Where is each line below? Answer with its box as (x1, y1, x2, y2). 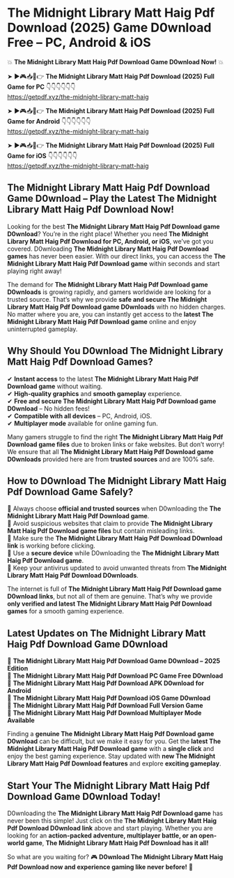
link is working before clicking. (7, 541, 95, 550)
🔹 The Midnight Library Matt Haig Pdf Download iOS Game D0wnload (7, 694, 211, 703)
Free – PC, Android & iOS (7, 35, 151, 50)
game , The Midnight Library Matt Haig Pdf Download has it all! (25, 839, 209, 847)
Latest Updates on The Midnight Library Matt (7, 627, 206, 639)
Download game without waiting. (7, 382, 103, 390)
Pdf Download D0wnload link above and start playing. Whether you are (7, 824, 214, 832)
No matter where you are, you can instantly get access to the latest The (7, 309, 214, 319)
